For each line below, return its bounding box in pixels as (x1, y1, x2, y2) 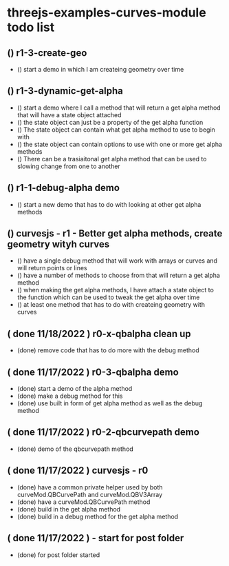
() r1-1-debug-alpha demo (7, 182, 120, 194)
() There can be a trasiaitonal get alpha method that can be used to (17, 154, 207, 163)
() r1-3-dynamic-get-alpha (7, 85, 124, 97)
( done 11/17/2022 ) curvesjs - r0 (7, 465, 149, 476)
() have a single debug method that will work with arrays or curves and (17, 256, 218, 265)
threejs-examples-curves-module (7, 5, 206, 21)
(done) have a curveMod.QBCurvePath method (17, 498, 151, 506)
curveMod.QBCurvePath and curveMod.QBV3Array (17, 490, 163, 498)
